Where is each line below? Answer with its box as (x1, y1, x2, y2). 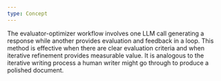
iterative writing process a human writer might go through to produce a (7, 58, 209, 66)
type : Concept (7, 10, 48, 17)
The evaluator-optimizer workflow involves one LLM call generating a (7, 29, 204, 37)
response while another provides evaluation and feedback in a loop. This (7, 36, 214, 45)
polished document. (7, 66, 64, 74)
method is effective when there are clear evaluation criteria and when (7, 44, 205, 52)
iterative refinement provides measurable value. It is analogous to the (7, 51, 204, 60)
